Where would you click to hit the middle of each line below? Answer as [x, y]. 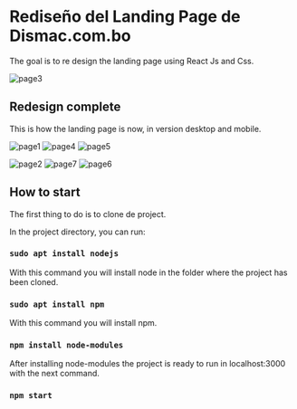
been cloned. [34, 281]
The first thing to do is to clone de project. [88, 214]
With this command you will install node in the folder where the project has [148, 272]
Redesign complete [65, 107]
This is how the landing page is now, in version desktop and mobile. [135, 128]
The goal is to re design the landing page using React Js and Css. [132, 61]
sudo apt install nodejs [64, 254]
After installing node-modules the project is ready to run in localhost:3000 [148, 364]
